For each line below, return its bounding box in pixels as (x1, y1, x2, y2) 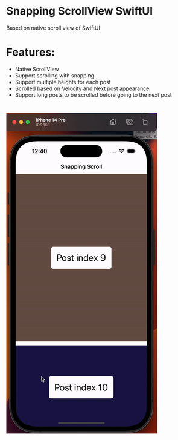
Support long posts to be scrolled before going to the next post (14, 91, 172, 98)
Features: (6, 45, 56, 59)
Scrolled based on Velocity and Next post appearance (14, 85, 150, 92)
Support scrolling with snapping (14, 71, 95, 79)
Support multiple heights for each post (14, 78, 111, 85)
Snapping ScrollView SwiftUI (6, 4, 153, 18)
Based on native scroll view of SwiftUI (6, 24, 101, 31)
